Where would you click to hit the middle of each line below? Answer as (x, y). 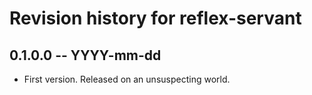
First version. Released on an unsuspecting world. (127, 79)
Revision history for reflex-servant (155, 18)
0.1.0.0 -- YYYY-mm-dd (85, 55)
